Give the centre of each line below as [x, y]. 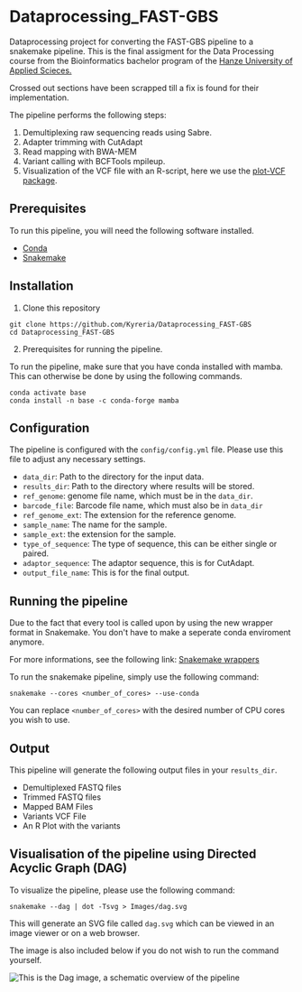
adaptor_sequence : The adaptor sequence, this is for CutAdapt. [138, 563]
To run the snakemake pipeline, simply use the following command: [134, 677]
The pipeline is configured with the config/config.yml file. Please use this [146, 450]
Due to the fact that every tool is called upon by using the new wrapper [141, 623]
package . [40, 180]
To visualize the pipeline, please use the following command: [123, 890]
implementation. [39, 97]
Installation [41, 286]
